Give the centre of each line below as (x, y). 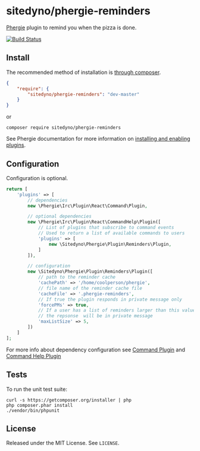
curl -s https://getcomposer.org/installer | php (69, 400)
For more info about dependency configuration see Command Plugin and (96, 350)
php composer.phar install (40, 405)
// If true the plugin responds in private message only (110, 299)
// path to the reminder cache (77, 277)
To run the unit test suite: (37, 389)
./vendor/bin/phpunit (33, 410)
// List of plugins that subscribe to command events (106, 228)
